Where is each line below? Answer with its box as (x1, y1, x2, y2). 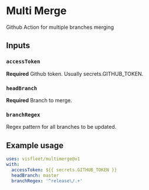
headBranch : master (11, 172, 59, 178)
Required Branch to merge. (6, 96, 72, 104)
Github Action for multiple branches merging (6, 24, 114, 31)
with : (6, 161, 19, 167)
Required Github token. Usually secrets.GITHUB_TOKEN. (6, 70, 144, 77)
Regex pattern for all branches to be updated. (6, 124, 117, 131)
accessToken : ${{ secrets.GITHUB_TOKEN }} (11, 166, 117, 173)
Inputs (6, 41, 31, 51)
